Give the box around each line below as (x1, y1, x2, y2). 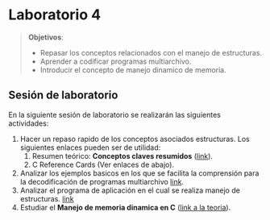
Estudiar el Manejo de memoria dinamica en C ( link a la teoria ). (19, 202, 231, 212)
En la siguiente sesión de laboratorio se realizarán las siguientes (8, 110, 222, 119)
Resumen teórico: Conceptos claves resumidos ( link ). (31, 151, 214, 160)
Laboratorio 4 (8, 6, 102, 24)
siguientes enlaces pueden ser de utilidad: (19, 143, 161, 152)
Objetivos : (27, 32, 64, 42)
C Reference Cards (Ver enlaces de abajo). (31, 160, 175, 169)
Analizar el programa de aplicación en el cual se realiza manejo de (19, 185, 240, 195)
